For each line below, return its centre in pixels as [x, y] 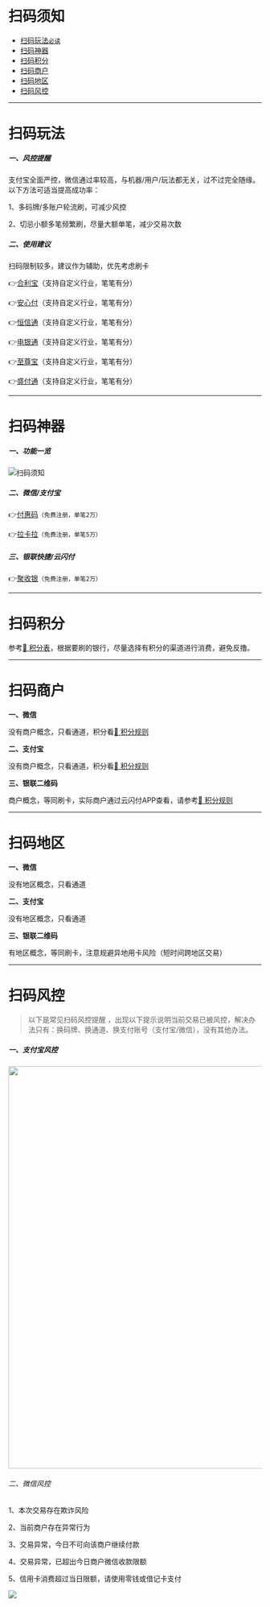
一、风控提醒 [29, 158]
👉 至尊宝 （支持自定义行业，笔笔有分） [73, 361]
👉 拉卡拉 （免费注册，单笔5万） [55, 534]
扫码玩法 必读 [40, 40]
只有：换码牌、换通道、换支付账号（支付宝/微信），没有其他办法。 [144, 1029]
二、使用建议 [29, 244]
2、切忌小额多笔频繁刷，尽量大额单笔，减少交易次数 [95, 224]
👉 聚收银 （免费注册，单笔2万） [55, 578]
